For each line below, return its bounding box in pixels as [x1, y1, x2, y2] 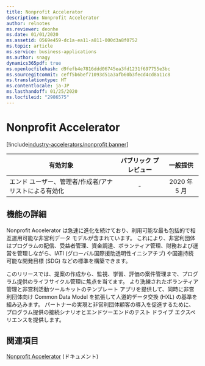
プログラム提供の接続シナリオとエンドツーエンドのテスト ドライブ [6, 308, 174, 315]
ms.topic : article [6, 43, 53, 49]
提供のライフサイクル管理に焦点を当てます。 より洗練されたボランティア [16, 277, 199, 285]
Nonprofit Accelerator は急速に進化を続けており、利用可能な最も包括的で [6, 227, 190, 234]
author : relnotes [6, 20, 51, 26]
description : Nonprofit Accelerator [6, 15, 99, 21]
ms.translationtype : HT [6, 77, 67, 83]
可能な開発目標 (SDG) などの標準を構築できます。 [6, 257, 131, 265]
